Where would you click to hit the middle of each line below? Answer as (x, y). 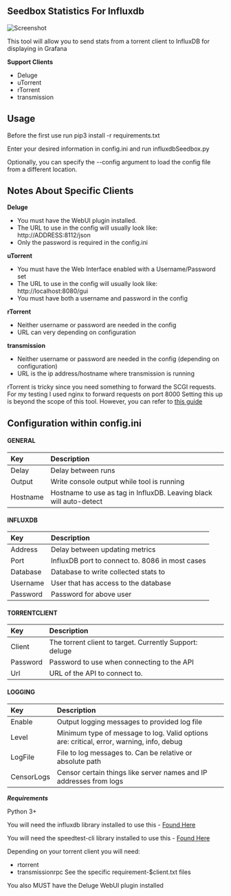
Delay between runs (83, 470)
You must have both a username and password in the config (102, 298)
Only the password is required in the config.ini (82, 243)
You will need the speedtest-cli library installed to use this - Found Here (109, 838)
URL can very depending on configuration (76, 332)
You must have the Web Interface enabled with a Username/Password (116, 269)
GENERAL (21, 441)
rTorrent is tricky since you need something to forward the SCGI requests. (112, 387)
